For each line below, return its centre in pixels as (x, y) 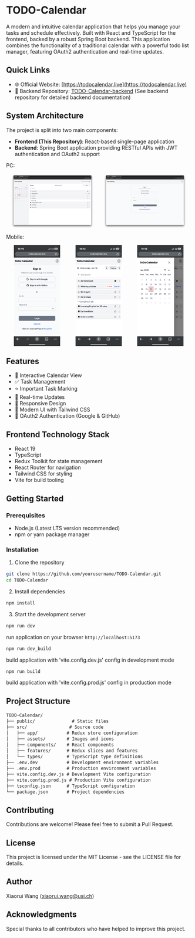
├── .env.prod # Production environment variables (81, 769)
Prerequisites (26, 515)
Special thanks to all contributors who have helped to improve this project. (96, 929)
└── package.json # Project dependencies (65, 792)
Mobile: (15, 237)
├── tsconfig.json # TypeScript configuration (70, 786)
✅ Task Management (40, 382)
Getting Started (35, 498)
